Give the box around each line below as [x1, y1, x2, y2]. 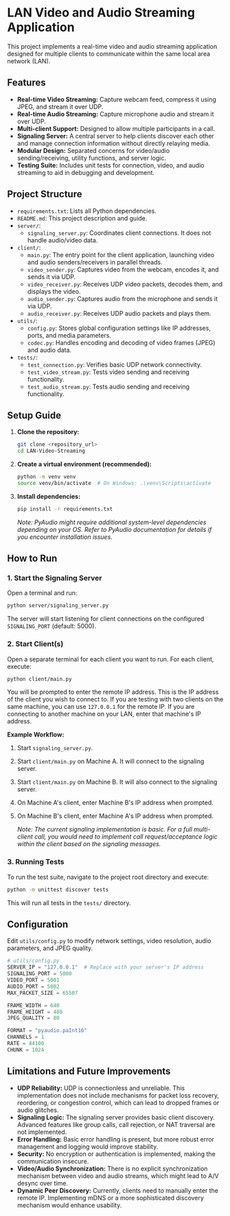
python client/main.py [7, 675, 72, 683]
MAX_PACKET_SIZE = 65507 [7, 989, 78, 996]
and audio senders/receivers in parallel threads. [27, 258, 163, 266]
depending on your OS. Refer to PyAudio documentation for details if [16, 525, 212, 533]
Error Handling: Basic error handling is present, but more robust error [16, 1135, 215, 1143]
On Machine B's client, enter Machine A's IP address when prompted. [16, 812, 214, 821]
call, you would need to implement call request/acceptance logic [34, 832, 218, 841]
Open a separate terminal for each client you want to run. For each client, [7, 655, 214, 663]
